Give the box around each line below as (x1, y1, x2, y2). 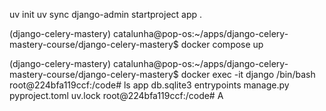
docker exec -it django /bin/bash (180, 69, 316, 80)
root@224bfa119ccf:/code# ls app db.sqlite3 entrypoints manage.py (9, 79, 290, 91)
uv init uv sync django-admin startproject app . (9, 9, 203, 20)
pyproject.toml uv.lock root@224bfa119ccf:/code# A (9, 90, 224, 101)
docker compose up (180, 39, 264, 50)
